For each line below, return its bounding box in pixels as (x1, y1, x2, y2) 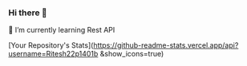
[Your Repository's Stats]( (8, 41, 94, 50)
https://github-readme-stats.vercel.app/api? (93, 41, 239, 50)
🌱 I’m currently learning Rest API (8, 25, 115, 35)
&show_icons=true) (99, 49, 164, 59)
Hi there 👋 (8, 7, 48, 18)
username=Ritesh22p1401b (8, 49, 99, 59)
